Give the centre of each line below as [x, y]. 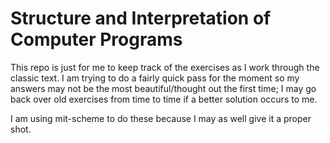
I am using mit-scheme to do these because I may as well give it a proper [161, 118]
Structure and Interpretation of [141, 18]
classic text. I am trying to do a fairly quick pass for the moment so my [155, 78]
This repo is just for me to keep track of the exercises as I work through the [165, 67]
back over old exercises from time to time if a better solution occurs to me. [164, 99]
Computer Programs [96, 39]
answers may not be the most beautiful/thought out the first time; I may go [163, 88]
